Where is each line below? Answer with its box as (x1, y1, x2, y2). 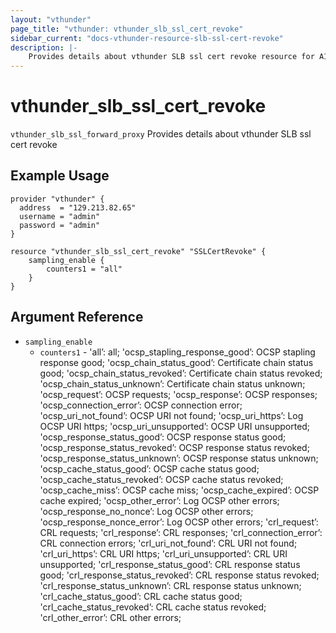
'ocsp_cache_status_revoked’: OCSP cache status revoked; (39, 473, 284, 485)
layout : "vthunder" (10, 14, 92, 25)
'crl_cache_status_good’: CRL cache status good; (39, 590, 243, 602)
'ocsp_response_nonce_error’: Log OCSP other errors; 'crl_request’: (39, 516, 319, 528)
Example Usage (10, 167, 110, 185)
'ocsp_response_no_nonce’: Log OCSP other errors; (39, 505, 254, 517)
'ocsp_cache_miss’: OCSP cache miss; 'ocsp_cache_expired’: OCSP (39, 484, 320, 496)
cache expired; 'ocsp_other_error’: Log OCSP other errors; (39, 494, 280, 506)
